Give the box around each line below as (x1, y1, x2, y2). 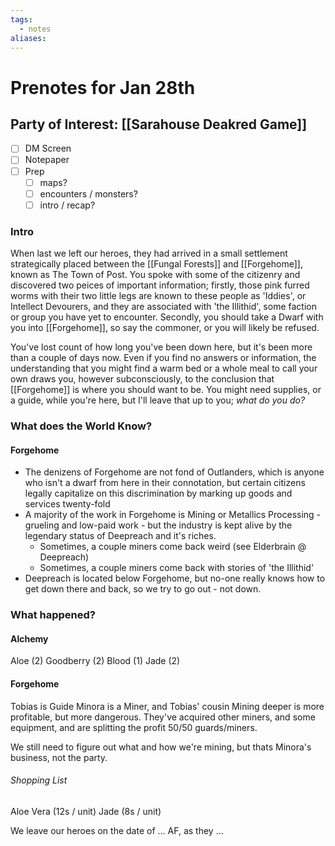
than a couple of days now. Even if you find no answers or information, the (10, 352, 317, 364)
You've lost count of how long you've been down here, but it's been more (10, 341, 313, 353)
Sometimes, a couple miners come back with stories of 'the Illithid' (39, 562, 315, 574)
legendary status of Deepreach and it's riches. (24, 530, 217, 542)
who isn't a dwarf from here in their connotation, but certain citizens (24, 477, 306, 489)
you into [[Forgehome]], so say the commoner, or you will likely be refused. (10, 322, 320, 334)
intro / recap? (39, 199, 96, 211)
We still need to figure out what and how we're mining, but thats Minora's (10, 741, 312, 753)
